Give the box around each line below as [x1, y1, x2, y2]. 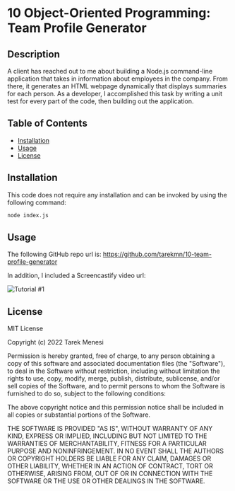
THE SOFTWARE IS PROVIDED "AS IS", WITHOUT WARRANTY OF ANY [7, 424, 213, 433]
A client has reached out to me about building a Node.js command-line [7, 67, 213, 75]
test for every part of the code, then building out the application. [7, 97, 194, 105]
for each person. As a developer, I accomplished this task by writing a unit [7, 90, 223, 98]
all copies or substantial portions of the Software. [7, 410, 150, 419]
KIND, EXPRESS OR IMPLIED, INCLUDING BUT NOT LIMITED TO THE [7, 432, 207, 440]
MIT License [7, 324, 44, 333]
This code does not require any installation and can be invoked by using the [7, 190, 227, 199]
